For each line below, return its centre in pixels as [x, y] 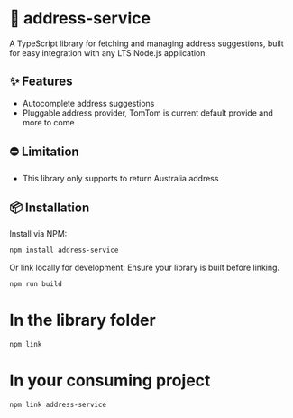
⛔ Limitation [44, 152]
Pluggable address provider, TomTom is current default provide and [147, 113]
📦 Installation [50, 207]
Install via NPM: [38, 234]
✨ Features [41, 82]
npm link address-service [58, 404]
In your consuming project [110, 381]
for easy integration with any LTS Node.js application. [109, 52]
